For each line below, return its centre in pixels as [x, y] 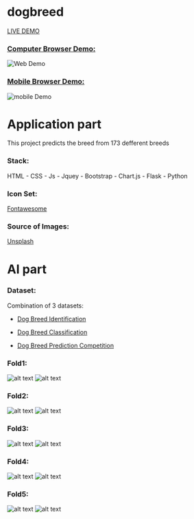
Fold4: [18, 461]
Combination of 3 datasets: [46, 305]
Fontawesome [27, 209]
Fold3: [18, 428]
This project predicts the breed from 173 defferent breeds [88, 143]
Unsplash [21, 242]
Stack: [18, 161]
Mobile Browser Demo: [46, 82]
